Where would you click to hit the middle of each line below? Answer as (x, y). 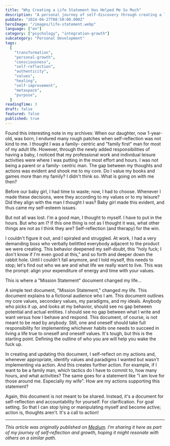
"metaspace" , (28, 90)
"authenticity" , (32, 72)
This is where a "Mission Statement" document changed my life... (73, 280)
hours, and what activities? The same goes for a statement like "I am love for (85, 375)
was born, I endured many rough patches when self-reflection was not (88, 138)
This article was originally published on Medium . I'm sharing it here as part (83, 427)
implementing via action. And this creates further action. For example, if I (81, 365)
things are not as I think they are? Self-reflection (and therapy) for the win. (83, 228)
